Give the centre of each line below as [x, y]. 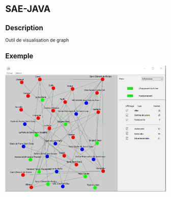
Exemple [19, 56]
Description [24, 28]
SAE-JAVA [28, 9]
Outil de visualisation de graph [37, 40]
